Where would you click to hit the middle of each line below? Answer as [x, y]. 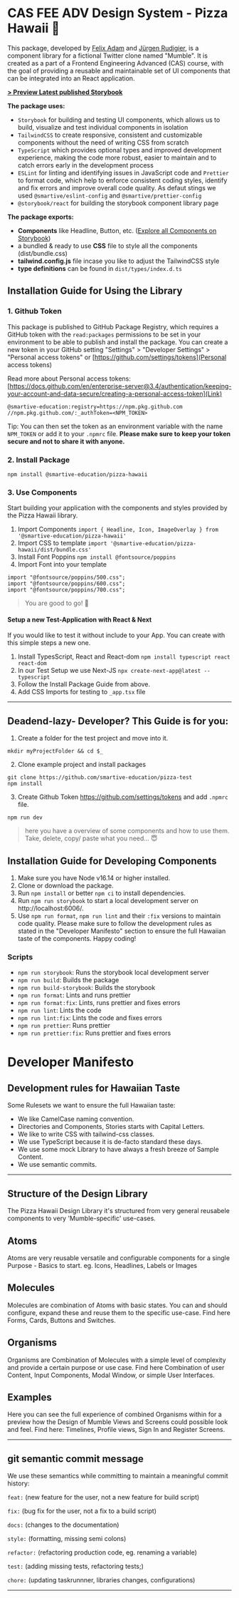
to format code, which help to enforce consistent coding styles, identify [122, 180]
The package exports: [41, 217]
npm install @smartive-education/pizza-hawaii [78, 474]
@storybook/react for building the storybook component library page [118, 203]
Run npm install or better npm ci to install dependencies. [102, 893]
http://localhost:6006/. [51, 908]
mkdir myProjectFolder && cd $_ [55, 751]
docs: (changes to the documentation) [63, 1525]
